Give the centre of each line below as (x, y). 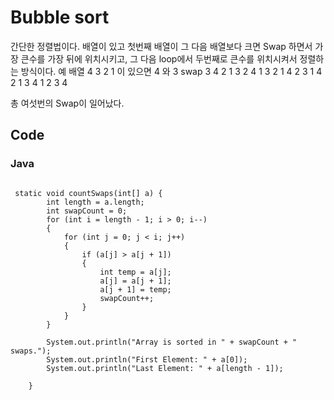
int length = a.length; (95, 202)
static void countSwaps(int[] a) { (88, 193)
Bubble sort (60, 17)
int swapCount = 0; (87, 211)
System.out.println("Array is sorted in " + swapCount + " (172, 342)
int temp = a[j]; (135, 272)
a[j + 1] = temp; (135, 289)
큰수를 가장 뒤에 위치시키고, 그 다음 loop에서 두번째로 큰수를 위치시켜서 (159, 58)
